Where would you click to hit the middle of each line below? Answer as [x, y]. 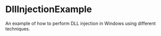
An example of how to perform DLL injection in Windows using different [80, 23]
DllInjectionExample [49, 9]
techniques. [18, 28]
